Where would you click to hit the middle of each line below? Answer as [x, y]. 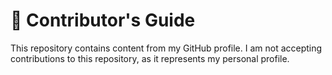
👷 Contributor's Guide [103, 20]
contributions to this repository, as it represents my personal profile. [150, 58]
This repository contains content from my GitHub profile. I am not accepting [166, 48]
